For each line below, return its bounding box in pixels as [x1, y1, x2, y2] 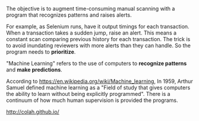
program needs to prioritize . [6, 48, 76, 55]
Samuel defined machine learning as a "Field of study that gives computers [6, 84, 191, 91]
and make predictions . [6, 66, 62, 73]
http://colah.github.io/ [6, 108, 59, 115]
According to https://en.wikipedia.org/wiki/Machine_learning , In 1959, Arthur [6, 77, 193, 85]
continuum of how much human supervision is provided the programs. [6, 97, 178, 104]
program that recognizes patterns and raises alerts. [6, 11, 132, 18]
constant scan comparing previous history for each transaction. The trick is [6, 36, 191, 42]
